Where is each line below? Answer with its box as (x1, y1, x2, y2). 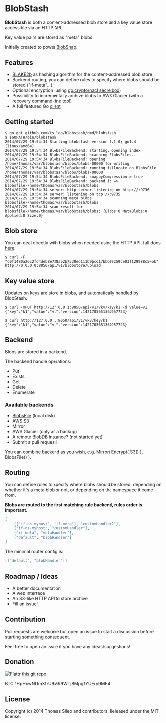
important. (5, 507, 28, 513)
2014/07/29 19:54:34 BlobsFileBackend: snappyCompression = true (5, 174, 143, 179)
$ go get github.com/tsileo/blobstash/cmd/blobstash (5, 131, 116, 135)
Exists (12, 373, 25, 379)
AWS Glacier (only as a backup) (12, 429, 77, 435)
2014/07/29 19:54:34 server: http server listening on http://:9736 (5, 187, 150, 192)
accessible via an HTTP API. (5, 24, 63, 30)
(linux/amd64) (5, 143, 35, 149)
